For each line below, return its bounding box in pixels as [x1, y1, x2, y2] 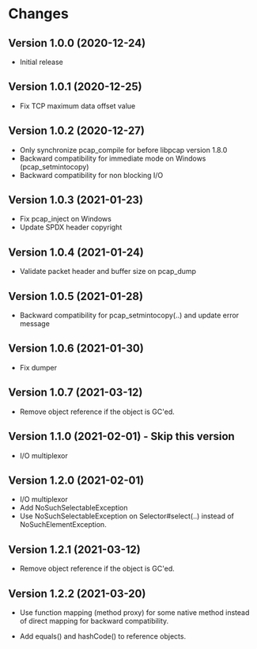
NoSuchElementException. [19, 520, 107, 529]
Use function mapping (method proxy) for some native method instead [19, 607, 250, 617]
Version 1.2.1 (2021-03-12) [8, 543, 141, 556]
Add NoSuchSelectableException [19, 503, 128, 513]
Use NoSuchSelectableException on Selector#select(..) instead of [19, 511, 235, 521]
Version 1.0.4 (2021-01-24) [8, 245, 145, 259]
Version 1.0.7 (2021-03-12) [8, 385, 143, 400]
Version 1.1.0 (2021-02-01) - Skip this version [8, 430, 235, 443]
